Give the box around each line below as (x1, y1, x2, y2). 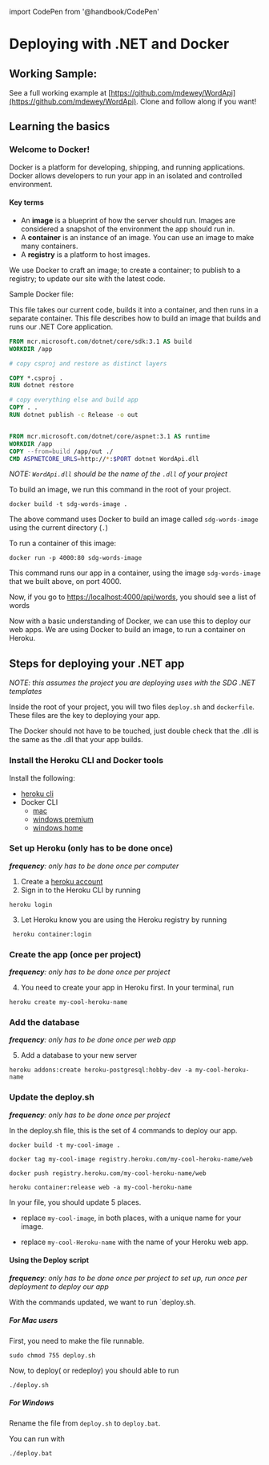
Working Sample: (9, 67, 98, 80)
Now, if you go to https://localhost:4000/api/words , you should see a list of (9, 592, 257, 602)
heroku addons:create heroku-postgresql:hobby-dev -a (9, 1066, 193, 1075)
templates (9, 687, 42, 696)
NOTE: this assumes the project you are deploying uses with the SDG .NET (9, 678, 255, 688)
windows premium (32, 814, 94, 824)
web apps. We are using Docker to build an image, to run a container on (9, 625, 246, 635)
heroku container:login (12, 930, 92, 938)
